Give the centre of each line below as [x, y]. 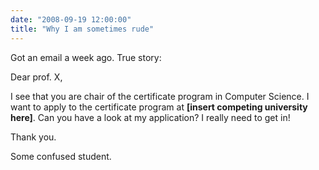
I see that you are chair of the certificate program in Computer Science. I [160, 96]
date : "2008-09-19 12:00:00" [71, 19]
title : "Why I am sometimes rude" [82, 29]
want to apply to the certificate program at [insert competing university [159, 107]
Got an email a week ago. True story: [86, 57]
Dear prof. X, [36, 77]
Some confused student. [61, 156]
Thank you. [33, 137]
